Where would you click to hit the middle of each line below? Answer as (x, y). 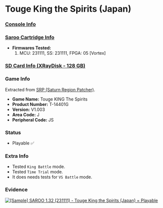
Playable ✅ (23, 143)
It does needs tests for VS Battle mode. (52, 177)
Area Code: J (26, 114)
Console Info (20, 24)
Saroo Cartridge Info (30, 38)
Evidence (16, 190)
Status (13, 132)
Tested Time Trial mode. (38, 172)
